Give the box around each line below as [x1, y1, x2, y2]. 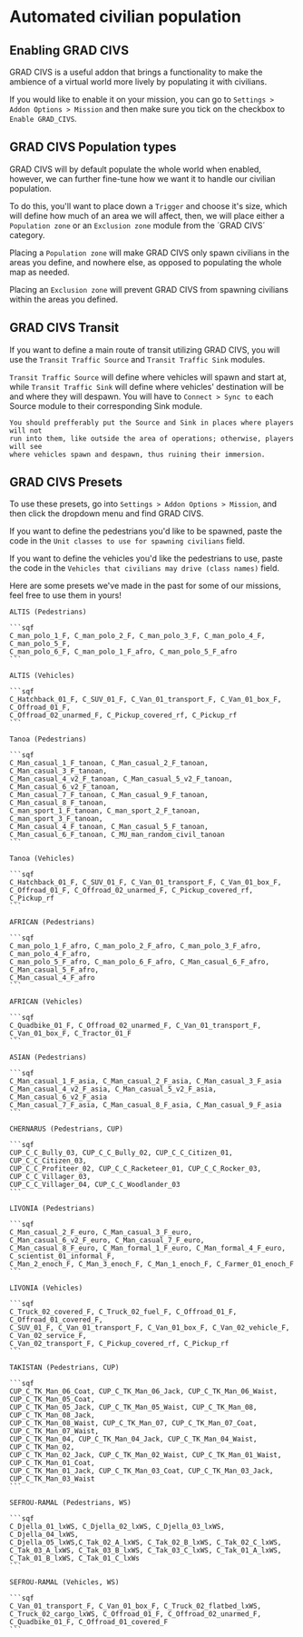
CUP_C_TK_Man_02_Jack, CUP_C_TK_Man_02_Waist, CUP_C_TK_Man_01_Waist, [9, 1451, 282, 1460]
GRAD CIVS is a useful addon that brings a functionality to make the [9, 66, 263, 77]
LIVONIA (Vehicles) [9, 1283, 83, 1293]
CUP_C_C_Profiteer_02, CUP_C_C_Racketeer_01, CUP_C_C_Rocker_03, [9, 1164, 261, 1173]
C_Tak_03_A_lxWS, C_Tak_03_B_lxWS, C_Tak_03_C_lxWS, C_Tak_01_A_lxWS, [9, 1546, 282, 1555]
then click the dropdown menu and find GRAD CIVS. [9, 508, 204, 519]
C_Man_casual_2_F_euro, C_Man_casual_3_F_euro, [9, 1228, 193, 1237]
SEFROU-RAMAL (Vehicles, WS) [9, 1578, 120, 1587]
